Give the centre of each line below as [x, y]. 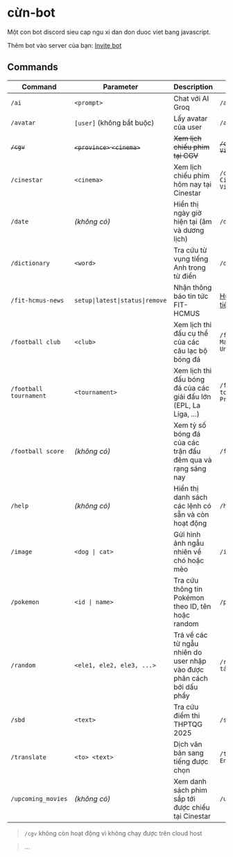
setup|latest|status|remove [120, 300]
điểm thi [187, 716]
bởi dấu [185, 686]
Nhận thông [192, 287]
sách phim [190, 790]
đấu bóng [189, 379]
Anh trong [189, 267]
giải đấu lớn [192, 397]
